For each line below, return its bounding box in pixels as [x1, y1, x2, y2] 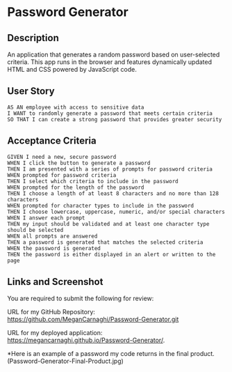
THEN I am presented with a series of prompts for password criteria [7, 165, 213, 173]
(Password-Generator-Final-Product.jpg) [7, 357, 124, 366]
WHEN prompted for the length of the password [7, 184, 144, 191]
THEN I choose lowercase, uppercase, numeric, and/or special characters [7, 208, 226, 215]
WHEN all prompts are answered [7, 233, 98, 240]
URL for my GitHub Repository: [7, 308, 96, 316]
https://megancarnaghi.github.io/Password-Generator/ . [7, 336, 165, 345]
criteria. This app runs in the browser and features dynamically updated [7, 58, 213, 66]
